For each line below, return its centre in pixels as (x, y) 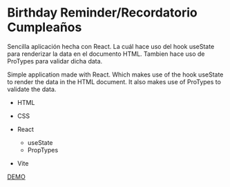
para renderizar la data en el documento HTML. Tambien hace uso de (106, 54)
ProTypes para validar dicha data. (55, 61)
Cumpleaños (45, 27)
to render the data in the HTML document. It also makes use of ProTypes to (114, 81)
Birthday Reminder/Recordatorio (103, 13)
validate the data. (32, 89)
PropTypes (43, 150)
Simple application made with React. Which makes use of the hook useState (115, 75)
